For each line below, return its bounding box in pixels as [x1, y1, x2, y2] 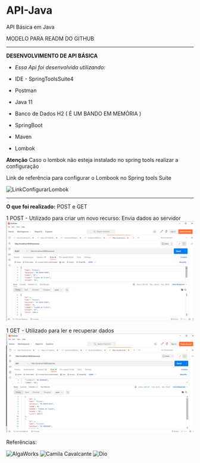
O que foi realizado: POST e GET [6, 203, 87, 210]
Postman [14, 87, 37, 94]
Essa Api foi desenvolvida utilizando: [14, 63, 106, 70]
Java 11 [14, 98, 33, 105]
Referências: [6, 439, 37, 446]
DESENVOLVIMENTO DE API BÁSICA [6, 52, 98, 59]
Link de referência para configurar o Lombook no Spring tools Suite [6, 174, 171, 181]
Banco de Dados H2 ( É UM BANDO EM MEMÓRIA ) [14, 110, 142, 117]
